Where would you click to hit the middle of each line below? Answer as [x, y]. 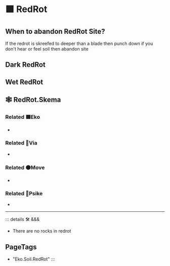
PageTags [21, 247]
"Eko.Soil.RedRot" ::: [34, 259]
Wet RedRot [24, 82]
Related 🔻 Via [21, 143]
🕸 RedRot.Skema [33, 100]
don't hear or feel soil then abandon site [47, 49]
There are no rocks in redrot [42, 231]
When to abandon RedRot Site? [55, 31]
